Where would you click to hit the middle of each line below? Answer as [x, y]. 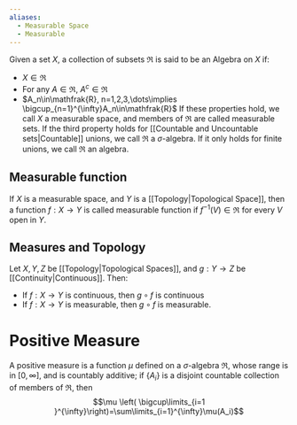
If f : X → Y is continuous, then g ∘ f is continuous [113, 295]
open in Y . [28, 220]
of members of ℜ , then [51, 388]
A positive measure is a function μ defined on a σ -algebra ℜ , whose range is [149, 366]
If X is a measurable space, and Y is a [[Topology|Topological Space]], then [147, 198]
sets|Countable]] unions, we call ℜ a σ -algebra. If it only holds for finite [152, 139]
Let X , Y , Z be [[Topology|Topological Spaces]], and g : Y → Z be [128, 269]
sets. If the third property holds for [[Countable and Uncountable [140, 128]
